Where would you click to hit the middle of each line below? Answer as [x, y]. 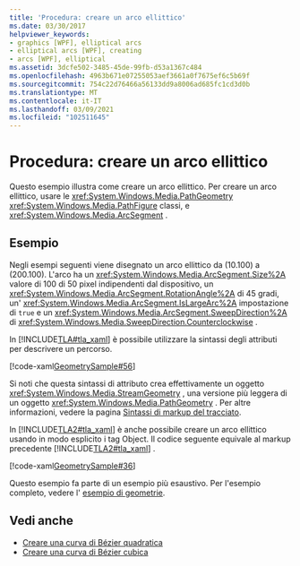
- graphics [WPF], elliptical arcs [76, 43]
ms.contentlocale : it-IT [56, 101]
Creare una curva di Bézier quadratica [92, 542]
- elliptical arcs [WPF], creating [76, 51]
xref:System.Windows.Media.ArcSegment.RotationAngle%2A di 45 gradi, [144, 293]
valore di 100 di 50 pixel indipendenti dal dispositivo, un [111, 284]
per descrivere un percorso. [61, 348]
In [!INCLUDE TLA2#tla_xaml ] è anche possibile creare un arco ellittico [138, 429]
